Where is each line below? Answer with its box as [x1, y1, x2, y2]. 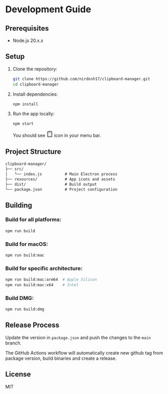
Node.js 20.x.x [12, 37, 43, 43]
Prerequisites [5, 24, 49, 33]
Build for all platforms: [5, 216, 62, 223]
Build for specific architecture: [5, 265, 83, 272]
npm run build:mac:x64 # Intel [5, 283, 79, 288]
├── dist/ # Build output [5, 182, 97, 187]
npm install [12, 101, 38, 107]
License [5, 370, 31, 379]
